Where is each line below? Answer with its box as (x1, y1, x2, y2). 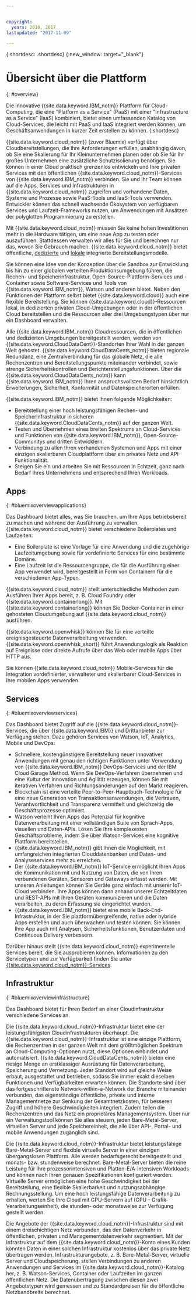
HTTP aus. (6, 653, 32, 660)
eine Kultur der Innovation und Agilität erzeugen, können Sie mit (14, 775, 168, 782)
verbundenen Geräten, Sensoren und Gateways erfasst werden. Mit (14, 875, 177, 882)
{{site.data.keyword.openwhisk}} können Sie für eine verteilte (6, 628, 155, 635)
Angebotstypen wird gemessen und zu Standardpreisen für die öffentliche (6, 1282, 185, 1289)
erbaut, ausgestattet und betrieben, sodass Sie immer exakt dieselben (6, 1073, 175, 1080)
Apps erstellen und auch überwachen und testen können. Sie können (14, 918, 181, 926)
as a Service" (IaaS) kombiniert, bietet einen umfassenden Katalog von (6, 115, 176, 122)
